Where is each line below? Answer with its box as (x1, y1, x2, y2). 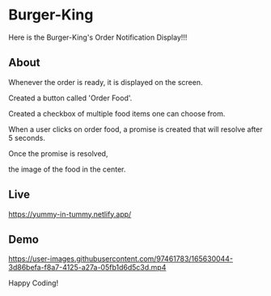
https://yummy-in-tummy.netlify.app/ (8, 209, 132, 219)
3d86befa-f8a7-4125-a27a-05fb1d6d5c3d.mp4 (8, 263, 167, 273)
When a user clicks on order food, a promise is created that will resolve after (8, 124, 263, 134)
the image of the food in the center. (8, 164, 126, 174)
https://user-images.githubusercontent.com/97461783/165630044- (8, 254, 233, 264)
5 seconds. (8, 133, 46, 142)
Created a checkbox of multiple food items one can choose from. (8, 108, 226, 118)
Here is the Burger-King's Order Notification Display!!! (8, 32, 188, 42)
